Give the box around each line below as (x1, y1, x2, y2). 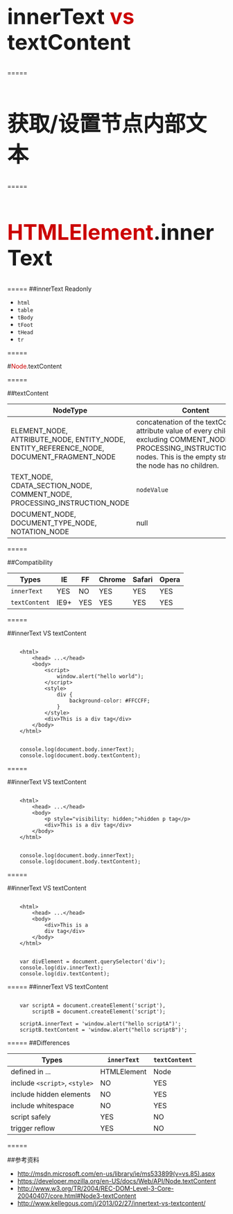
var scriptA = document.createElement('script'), (19, 1003, 166, 1009)
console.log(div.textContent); (19, 971, 110, 977)
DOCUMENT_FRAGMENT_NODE (10, 452, 116, 462)
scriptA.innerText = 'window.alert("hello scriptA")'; (19, 1021, 182, 1028)
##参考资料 (7, 1156, 40, 1164)
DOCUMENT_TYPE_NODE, (10, 518, 97, 528)
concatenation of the (136, 417, 205, 427)
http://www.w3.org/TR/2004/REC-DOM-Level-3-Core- (17, 1184, 175, 1193)
